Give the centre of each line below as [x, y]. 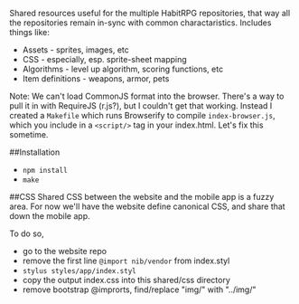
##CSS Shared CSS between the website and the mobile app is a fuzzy [142, 197]
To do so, [27, 233]
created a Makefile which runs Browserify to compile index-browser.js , [142, 115]
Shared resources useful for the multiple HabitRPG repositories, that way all [150, 13]
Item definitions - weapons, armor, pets [96, 79]
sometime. [29, 134]
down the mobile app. [50, 216]
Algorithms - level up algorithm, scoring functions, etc [123, 69]
